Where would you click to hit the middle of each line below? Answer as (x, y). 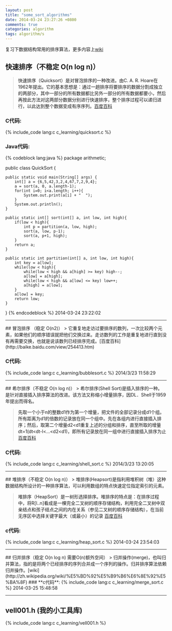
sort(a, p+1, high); (46, 236)
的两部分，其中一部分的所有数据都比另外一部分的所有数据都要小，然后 (92, 93)
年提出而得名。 (21, 401)
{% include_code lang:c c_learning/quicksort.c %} (58, 132)
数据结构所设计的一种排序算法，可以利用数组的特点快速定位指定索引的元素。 (86, 486)
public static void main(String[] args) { (51, 177)
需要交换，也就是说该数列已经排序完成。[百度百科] (68, 341)
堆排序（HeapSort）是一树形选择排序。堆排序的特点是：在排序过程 (89, 497)
